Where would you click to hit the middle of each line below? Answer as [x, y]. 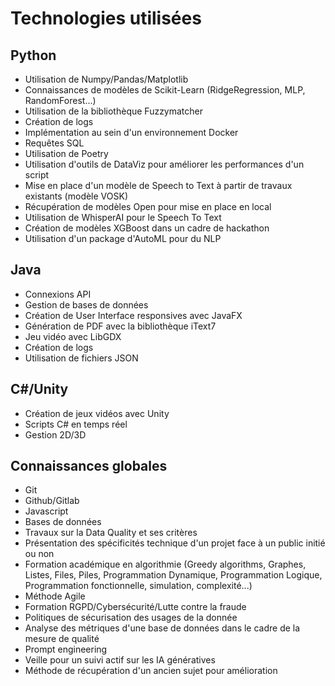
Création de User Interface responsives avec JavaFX [133, 315]
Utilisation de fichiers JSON [81, 358]
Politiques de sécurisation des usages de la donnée [131, 618]
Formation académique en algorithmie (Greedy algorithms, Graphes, [165, 564]
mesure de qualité [62, 639]
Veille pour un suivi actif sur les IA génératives [120, 660]
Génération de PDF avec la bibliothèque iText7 [120, 326]
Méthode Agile [55, 596]
